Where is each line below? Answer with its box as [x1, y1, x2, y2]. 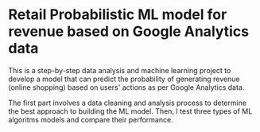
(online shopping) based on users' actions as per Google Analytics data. [8, 82, 245, 92]
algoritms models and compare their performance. [8, 115, 173, 124]
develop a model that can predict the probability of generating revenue [8, 74, 240, 83]
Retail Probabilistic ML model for [8, 6, 227, 24]
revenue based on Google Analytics [8, 22, 249, 41]
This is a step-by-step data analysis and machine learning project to [8, 65, 231, 75]
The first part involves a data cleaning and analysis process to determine [8, 98, 247, 107]
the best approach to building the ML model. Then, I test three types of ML [8, 106, 253, 116]
